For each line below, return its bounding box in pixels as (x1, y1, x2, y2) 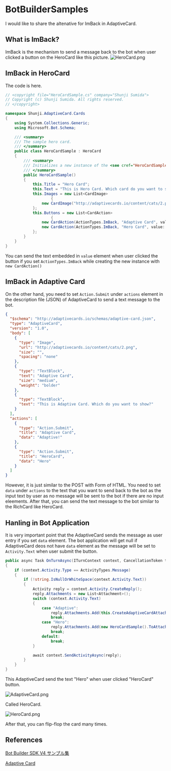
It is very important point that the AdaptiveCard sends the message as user (5, 532, 163, 538)
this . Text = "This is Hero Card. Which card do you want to (32, 187, 163, 192)
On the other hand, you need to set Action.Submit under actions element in (5, 291, 163, 297)
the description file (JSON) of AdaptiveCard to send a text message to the (5, 296, 160, 302)
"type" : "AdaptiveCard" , (10, 321, 63, 326)
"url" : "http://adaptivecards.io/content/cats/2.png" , (18, 345, 138, 350)
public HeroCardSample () (23, 172, 76, 177)
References (5, 736, 43, 744)
